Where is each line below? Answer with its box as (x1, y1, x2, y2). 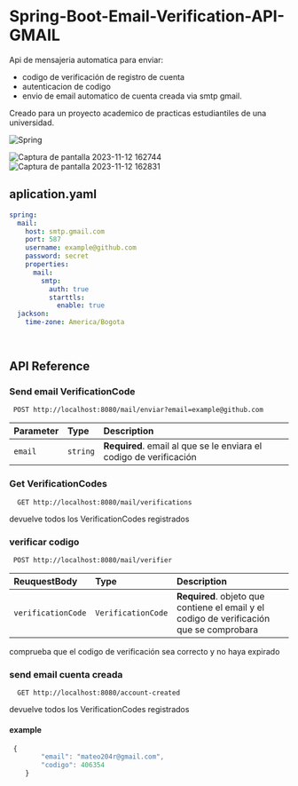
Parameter (13, 425, 59, 437)
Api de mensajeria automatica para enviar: (9, 54, 164, 65)
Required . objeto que (176, 591, 265, 603)
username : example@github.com (25, 243, 137, 252)
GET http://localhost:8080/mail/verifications (17, 497, 192, 507)
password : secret (25, 251, 90, 261)
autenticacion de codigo (21, 81, 111, 91)
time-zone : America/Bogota (25, 318, 125, 327)
